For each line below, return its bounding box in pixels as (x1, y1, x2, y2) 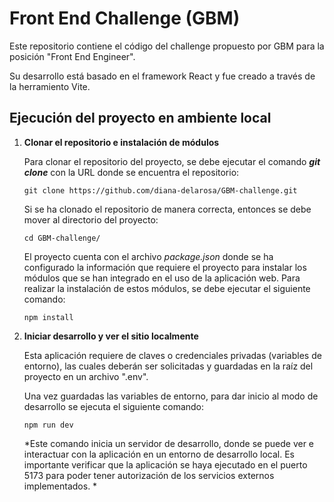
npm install (23, 312, 74, 322)
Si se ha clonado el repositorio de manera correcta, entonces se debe (23, 203, 312, 215)
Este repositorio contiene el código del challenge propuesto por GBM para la (9, 40, 325, 52)
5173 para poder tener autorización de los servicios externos (23, 469, 275, 481)
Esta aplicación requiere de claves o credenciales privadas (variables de (23, 349, 322, 361)
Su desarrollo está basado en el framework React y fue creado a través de (9, 70, 316, 82)
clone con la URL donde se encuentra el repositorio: (23, 166, 240, 178)
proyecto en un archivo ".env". (23, 370, 149, 382)
